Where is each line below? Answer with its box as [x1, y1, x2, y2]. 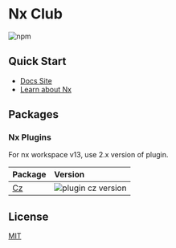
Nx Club [8, 5, 63, 23]
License [8, 209, 49, 223]
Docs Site [19, 75, 52, 85]
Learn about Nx [19, 84, 72, 94]
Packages [8, 108, 59, 121]
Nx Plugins [8, 132, 52, 143]
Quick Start [8, 55, 67, 68]
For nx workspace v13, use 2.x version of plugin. [8, 150, 169, 160]
